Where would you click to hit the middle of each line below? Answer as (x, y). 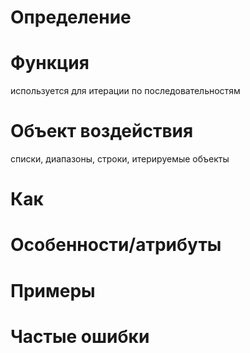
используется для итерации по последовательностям (125, 91)
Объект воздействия (102, 131)
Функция (50, 63)
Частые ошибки (80, 336)
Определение (71, 17)
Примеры (53, 290)
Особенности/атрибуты (116, 245)
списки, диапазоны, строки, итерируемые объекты (120, 159)
